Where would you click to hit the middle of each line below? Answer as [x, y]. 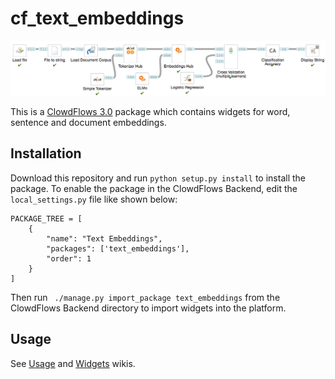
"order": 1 [69, 258]
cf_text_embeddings [97, 18]
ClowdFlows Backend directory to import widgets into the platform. [148, 308]
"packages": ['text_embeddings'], [118, 248]
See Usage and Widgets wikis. [73, 363]
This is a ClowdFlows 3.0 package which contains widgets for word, [150, 112]
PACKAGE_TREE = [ [46, 218]
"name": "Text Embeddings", [104, 238]
